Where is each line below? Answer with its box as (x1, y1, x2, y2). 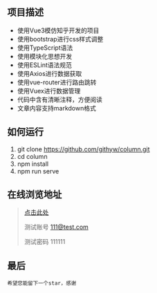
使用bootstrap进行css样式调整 (17, 35, 104, 43)
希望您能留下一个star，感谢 (7, 280, 77, 287)
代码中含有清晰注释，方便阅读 (17, 95, 102, 104)
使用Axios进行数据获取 (17, 69, 82, 77)
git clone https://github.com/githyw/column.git (17, 144, 150, 153)
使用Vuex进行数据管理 (17, 86, 81, 95)
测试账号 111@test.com (24, 223, 89, 231)
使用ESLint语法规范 (17, 61, 73, 69)
